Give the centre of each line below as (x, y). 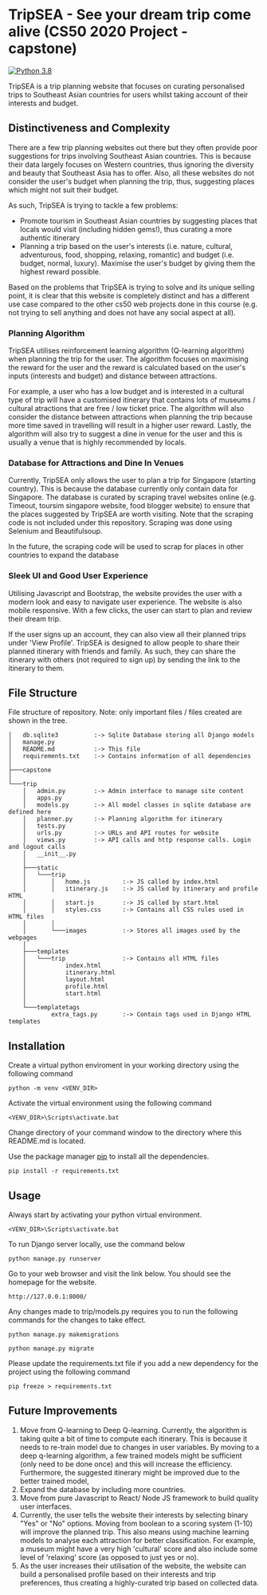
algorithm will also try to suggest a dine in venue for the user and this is (126, 434)
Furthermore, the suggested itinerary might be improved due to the (130, 1472)
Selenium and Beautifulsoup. (55, 531)
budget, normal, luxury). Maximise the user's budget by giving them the (137, 263)
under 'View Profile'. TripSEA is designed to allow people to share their (124, 642)
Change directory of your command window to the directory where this (125, 1133)
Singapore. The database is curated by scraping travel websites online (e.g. (132, 497)
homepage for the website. (53, 1282)
